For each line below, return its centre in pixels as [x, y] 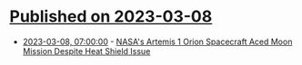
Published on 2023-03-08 [111, 17]
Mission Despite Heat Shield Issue [86, 51]
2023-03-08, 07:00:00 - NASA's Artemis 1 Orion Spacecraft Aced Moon [157, 42]
